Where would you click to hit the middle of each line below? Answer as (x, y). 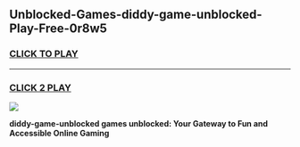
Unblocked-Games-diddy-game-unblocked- (136, 15)
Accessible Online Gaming (59, 133)
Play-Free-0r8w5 (58, 29)
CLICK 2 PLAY (40, 87)
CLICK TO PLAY (44, 54)
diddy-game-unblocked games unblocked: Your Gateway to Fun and (139, 123)
